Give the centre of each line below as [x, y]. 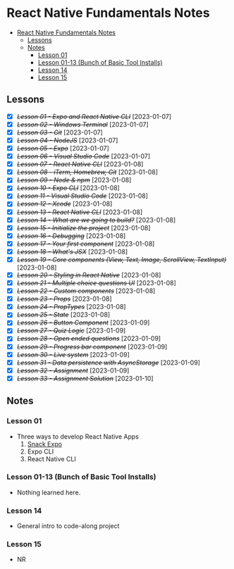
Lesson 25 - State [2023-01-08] [63, 315]
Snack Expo [45, 444]
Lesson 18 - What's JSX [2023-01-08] [72, 251]
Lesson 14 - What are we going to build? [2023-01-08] [96, 220]
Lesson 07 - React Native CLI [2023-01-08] [80, 164]
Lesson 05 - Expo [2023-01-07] [63, 148]
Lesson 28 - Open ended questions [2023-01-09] [89, 339]
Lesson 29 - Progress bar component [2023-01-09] [92, 346]
